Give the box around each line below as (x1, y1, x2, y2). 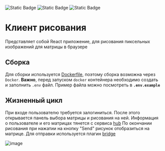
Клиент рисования (5, 22, 87, 33)
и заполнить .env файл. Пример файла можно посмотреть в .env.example (5, 82, 160, 88)
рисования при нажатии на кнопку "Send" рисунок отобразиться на (5, 125, 150, 131)
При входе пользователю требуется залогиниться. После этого (5, 109, 140, 115)
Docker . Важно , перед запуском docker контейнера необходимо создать (5, 76, 159, 82)
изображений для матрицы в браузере (5, 44, 88, 50)
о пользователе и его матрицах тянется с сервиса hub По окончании (5, 120, 152, 126)
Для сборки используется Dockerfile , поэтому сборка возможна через (5, 71, 156, 77)
